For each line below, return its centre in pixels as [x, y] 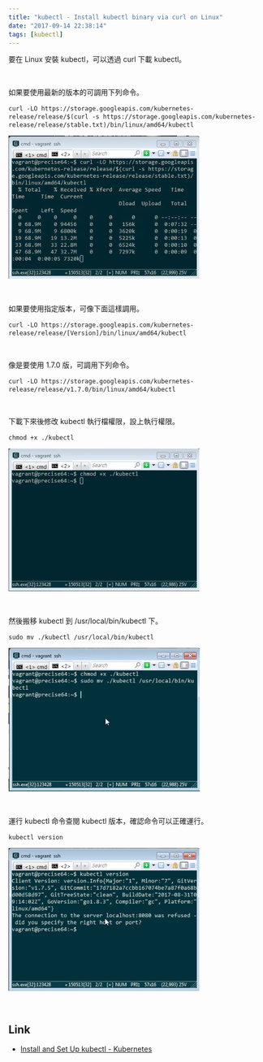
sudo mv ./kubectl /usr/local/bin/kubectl [81, 638]
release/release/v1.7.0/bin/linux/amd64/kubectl [92, 390]
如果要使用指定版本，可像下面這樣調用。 [76, 309]
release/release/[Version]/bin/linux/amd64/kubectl [97, 333]
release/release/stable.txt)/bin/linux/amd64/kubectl [101, 125]
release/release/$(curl [49, 117]
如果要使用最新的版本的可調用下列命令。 [76, 93]
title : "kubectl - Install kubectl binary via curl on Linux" [116, 17]
